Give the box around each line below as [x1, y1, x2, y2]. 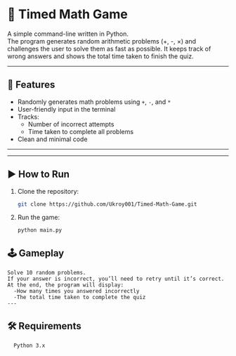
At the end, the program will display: [7, 282, 124, 289]
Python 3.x [13, 342, 46, 349]
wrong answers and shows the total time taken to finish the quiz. [7, 52, 195, 60]
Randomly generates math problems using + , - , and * [17, 98, 171, 106]
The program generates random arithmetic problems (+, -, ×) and [7, 37, 197, 45]
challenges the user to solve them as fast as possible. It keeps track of [7, 44, 211, 53]
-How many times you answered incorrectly [13, 288, 140, 295]
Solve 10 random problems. [7, 270, 86, 277]
